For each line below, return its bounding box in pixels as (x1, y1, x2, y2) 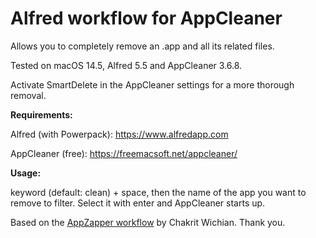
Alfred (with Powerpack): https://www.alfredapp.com (10, 128, 229, 140)
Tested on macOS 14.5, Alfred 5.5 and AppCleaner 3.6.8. (10, 59, 243, 71)
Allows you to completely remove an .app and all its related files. (10, 40, 275, 52)
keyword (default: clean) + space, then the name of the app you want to (10, 186, 307, 198)
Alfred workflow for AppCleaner (10, 7, 283, 30)
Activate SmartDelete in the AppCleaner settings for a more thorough (10, 78, 295, 91)
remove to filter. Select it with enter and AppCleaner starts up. (10, 197, 266, 209)
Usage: (10, 167, 42, 179)
